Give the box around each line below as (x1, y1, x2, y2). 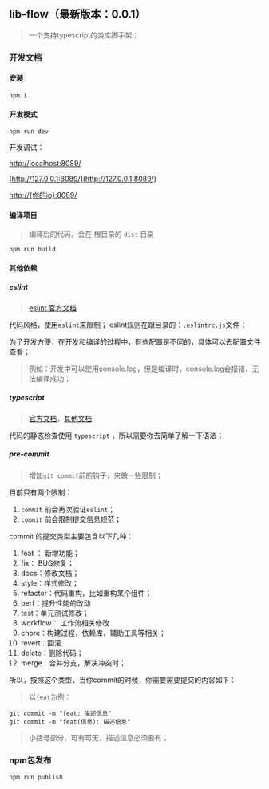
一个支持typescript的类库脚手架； (28, 30, 140, 40)
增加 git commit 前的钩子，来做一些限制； (28, 470, 163, 480)
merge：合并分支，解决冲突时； (20, 657, 127, 668)
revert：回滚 (20, 637, 62, 648)
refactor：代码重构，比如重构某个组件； (20, 588, 152, 598)
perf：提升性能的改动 (20, 598, 91, 608)
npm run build (9, 246, 57, 254)
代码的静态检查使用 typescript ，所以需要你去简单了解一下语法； (9, 430, 224, 440)
